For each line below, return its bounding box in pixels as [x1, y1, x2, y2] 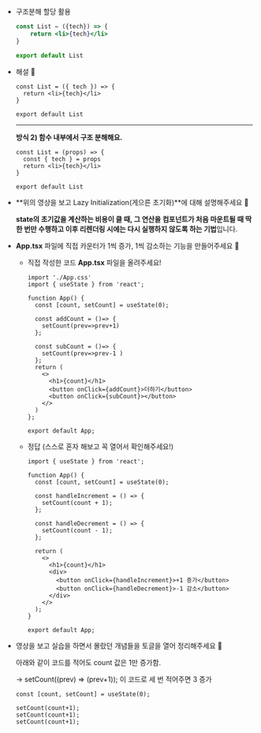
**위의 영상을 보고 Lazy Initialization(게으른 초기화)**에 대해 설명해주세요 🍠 [15, 197, 249, 207]
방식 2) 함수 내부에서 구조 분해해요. [15, 133, 123, 142]
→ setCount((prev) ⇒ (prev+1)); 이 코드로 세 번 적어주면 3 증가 [15, 674, 212, 684]
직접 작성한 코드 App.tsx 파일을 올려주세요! [27, 257, 162, 267]
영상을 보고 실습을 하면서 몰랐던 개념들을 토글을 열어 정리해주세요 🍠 [15, 641, 222, 650]
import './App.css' [27, 273, 92, 282]
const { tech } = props [23, 155, 101, 163]
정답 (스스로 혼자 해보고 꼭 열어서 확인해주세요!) [27, 441, 174, 451]
